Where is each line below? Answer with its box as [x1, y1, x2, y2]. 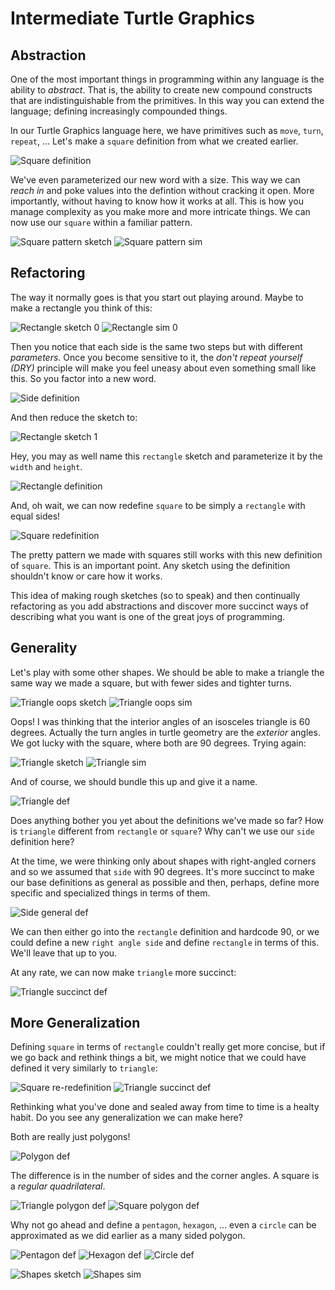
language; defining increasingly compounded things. [10, 105, 228, 117]
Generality [10, 640, 78, 657]
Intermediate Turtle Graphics [10, 7, 255, 30]
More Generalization [10, 1015, 141, 1032]
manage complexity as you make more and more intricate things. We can [10, 206, 311, 217]
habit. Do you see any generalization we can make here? [10, 1112, 243, 1124]
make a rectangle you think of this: [10, 302, 153, 314]
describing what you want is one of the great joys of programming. [10, 610, 286, 622]
